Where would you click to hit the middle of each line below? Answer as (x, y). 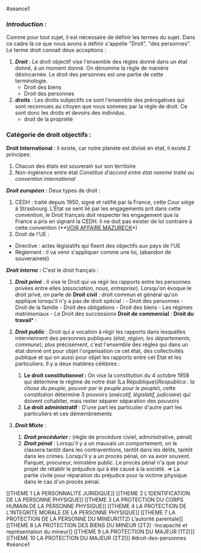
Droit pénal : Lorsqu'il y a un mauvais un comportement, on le (100, 443)
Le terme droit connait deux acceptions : (56, 50)
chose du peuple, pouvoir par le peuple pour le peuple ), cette (100, 388)
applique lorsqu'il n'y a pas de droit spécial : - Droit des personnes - (99, 301)
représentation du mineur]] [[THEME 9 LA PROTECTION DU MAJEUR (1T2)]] (100, 531)
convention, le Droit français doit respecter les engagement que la (97, 215)
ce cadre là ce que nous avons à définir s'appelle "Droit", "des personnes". (99, 44)
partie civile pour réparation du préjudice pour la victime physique (105, 475)
